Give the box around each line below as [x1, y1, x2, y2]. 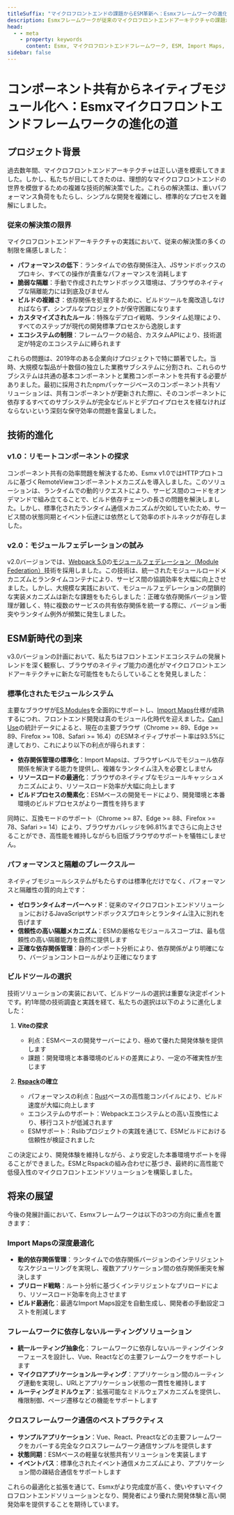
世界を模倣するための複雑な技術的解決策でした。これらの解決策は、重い [7, 183, 214, 192]
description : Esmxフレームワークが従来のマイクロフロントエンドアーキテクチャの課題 [7, 17, 226, 24]
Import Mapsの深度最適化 [7, 1238, 95, 1248]
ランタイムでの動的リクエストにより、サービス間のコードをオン [43, 486, 226, 494]
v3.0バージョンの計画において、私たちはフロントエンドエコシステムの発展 [7, 652, 221, 660]
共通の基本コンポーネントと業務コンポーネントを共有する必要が [43, 371, 227, 380]
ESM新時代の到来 [7, 633, 83, 644]
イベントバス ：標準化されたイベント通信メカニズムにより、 [17, 1458, 188, 1467]
